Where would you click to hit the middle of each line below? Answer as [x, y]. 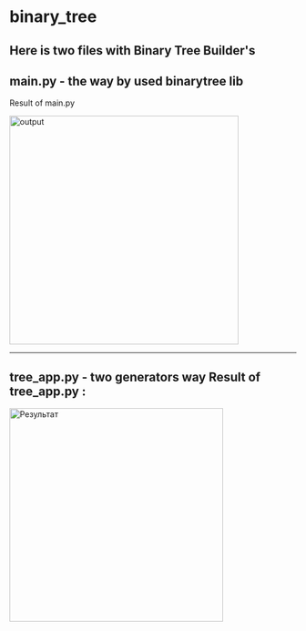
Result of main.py [42, 103]
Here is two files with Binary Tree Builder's [133, 51]
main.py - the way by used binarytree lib [127, 81]
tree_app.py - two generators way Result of [135, 377]
